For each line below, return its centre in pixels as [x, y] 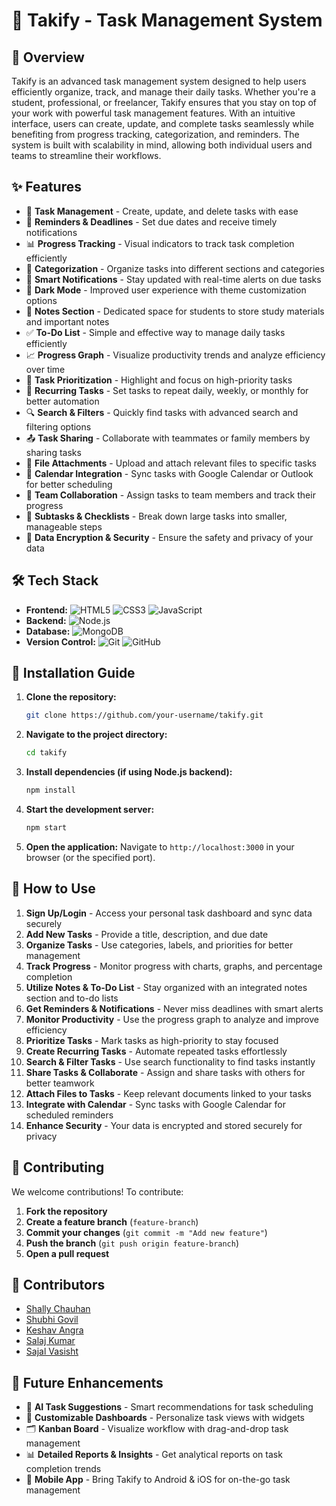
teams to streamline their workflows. [86, 155]
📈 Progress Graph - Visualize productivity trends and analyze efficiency [175, 355]
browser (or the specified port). [90, 857]
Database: [48, 631]
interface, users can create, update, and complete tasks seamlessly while [162, 123]
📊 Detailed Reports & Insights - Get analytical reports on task [154, 1455]
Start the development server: [90, 810]
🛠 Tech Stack [55, 580]
